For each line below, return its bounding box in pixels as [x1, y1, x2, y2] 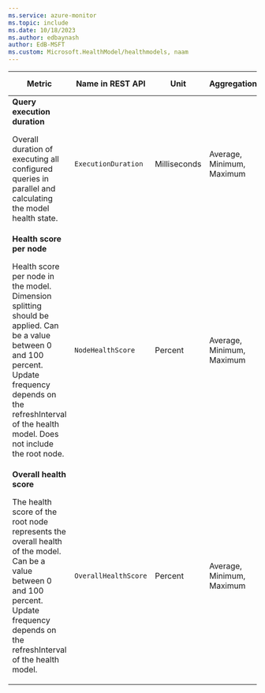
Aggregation [208, 78, 258, 89]
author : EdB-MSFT [8, 41, 65, 49]
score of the [12, 506, 58, 517]
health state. [12, 213, 58, 223]
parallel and [12, 183, 56, 194]
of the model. [12, 546, 62, 557]
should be [12, 311, 50, 321]
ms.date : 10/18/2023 [8, 26, 77, 34]
